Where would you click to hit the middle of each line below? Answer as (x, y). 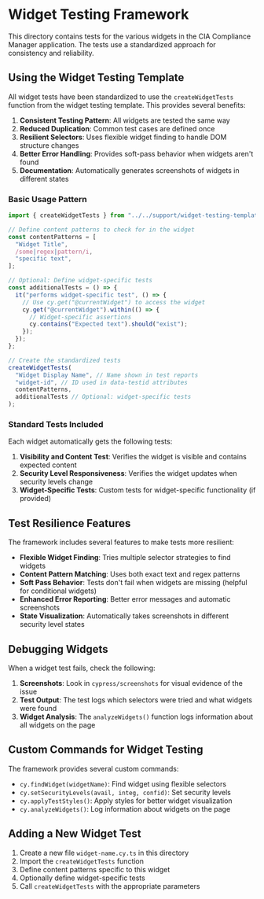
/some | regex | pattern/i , (54, 252)
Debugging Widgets (58, 649)
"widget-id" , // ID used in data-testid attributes (102, 382)
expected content (48, 465)
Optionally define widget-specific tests (82, 878)
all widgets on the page (57, 724)
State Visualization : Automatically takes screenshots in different (124, 616)
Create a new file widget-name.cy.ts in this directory (104, 853)
